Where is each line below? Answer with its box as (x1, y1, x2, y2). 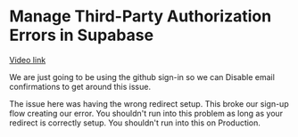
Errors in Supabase (9, 25, 154, 45)
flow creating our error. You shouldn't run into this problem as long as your (9, 108, 284, 118)
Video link (9, 54, 46, 65)
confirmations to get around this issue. (9, 81, 152, 92)
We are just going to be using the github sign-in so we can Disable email (9, 71, 275, 82)
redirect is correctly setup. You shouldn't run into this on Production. (9, 117, 261, 128)
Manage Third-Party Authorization (9, 6, 272, 27)
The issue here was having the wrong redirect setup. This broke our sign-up (9, 98, 289, 109)
